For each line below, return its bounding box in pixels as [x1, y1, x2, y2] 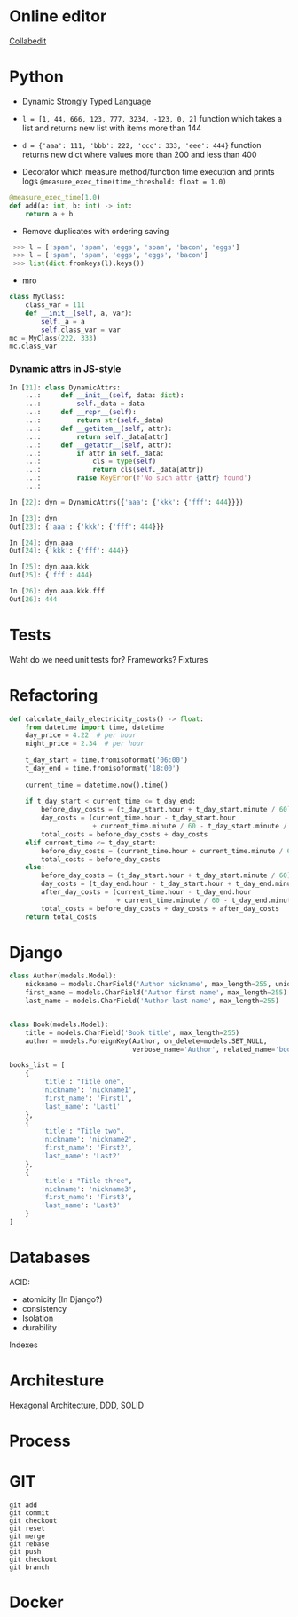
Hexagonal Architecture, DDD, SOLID [9, 1400, 145, 1410]
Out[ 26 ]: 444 [9, 594, 58, 604]
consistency [21, 1303, 67, 1314]
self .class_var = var [41, 326, 122, 334]
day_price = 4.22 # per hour [25, 731, 137, 740]
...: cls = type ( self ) [25, 457, 157, 467]
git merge [9, 1532, 46, 1541]
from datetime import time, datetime [25, 723, 165, 732]
